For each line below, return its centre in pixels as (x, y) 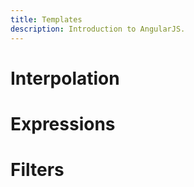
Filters (37, 170)
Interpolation (65, 78)
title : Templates (46, 19)
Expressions (63, 123)
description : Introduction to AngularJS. (98, 29)
